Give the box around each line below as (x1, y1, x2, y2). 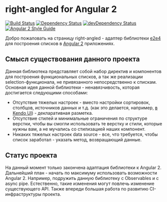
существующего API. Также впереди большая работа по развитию (5, 185, 149, 191)
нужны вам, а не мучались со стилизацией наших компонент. (12, 126, 145, 132)
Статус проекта (5, 151, 58, 160)
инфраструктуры (5, 191, 42, 197)
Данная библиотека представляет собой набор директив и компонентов (5, 68, 162, 74)
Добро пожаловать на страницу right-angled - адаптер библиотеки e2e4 (5, 35, 161, 41)
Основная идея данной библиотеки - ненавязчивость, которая (5, 84, 140, 90)
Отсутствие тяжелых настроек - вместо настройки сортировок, (12, 99, 150, 105)
